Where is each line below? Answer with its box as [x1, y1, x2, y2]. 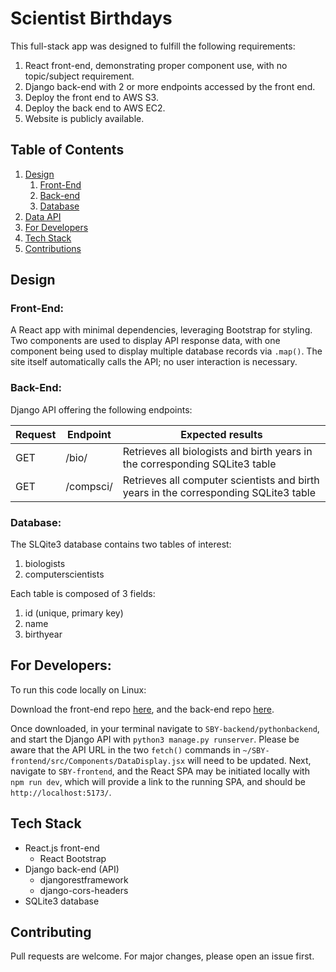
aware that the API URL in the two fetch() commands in [10, 743, 241, 756]
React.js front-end [24, 842, 100, 854]
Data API [24, 210, 62, 222]
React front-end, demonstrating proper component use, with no [24, 59, 288, 71]
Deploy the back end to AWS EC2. [24, 102, 166, 114]
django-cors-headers [39, 884, 129, 896]
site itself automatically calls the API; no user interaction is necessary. [10, 356, 298, 368]
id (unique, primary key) [24, 607, 124, 619]
